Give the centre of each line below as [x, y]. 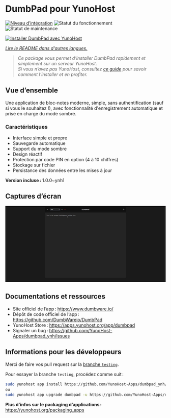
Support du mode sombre [40, 149]
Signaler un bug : [30, 330]
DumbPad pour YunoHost [60, 9]
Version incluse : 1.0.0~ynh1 [35, 180]
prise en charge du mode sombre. [41, 113]
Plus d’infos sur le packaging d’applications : [53, 405]
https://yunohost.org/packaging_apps [45, 410]
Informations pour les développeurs [63, 352]
